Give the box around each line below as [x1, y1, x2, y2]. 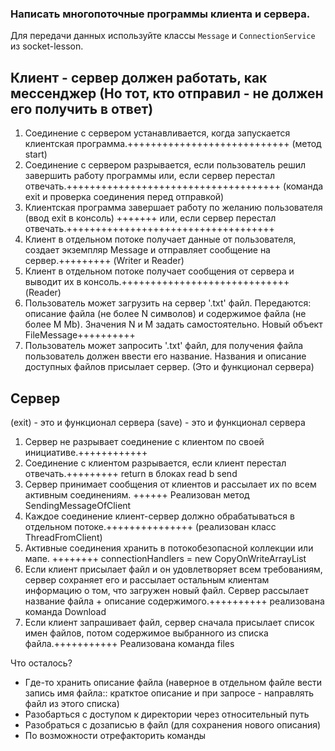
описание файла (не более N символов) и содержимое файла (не [24, 308, 307, 320]
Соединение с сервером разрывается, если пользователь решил [24, 159, 307, 171]
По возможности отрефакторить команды [24, 729, 207, 741]
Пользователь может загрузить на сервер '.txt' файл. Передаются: [24, 297, 312, 309]
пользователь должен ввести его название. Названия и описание [24, 350, 307, 362]
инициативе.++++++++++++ [24, 446, 148, 458]
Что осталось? [10, 657, 73, 669]
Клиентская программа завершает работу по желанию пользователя [24, 202, 323, 214]
